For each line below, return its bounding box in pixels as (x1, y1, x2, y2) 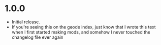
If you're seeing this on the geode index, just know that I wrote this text (11, 24, 156, 30)
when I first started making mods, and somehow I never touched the (11, 29, 151, 35)
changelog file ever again (11, 34, 64, 40)
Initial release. (11, 19, 40, 25)
